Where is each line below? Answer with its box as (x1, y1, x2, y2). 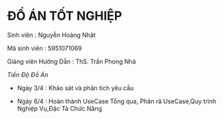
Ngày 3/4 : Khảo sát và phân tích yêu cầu (16, 83, 134, 92)
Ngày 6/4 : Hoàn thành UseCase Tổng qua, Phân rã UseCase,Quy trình (16, 97, 217, 105)
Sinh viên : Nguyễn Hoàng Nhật (7, 31, 96, 39)
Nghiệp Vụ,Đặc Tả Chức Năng (16, 104, 103, 112)
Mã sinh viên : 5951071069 (7, 44, 82, 52)
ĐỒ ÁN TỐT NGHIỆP (7, 8, 122, 24)
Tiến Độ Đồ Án (7, 70, 49, 79)
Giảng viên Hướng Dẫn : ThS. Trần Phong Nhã (7, 57, 136, 66)
